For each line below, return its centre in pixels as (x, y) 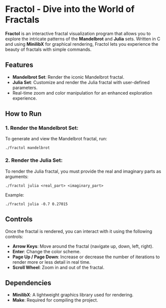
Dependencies (28, 283)
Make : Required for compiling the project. (55, 300)
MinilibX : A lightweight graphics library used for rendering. (73, 295)
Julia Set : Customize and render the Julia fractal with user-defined (81, 82)
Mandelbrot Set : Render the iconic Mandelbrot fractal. (68, 77)
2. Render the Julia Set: (34, 160)
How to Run (23, 114)
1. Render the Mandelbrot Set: (42, 128)
